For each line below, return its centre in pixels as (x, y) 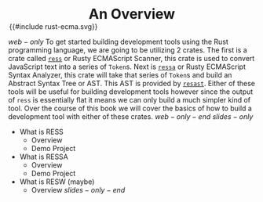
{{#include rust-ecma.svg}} (53, 27)
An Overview (132, 14)
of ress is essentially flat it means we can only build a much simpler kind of (130, 100)
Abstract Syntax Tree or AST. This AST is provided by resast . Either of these (132, 83)
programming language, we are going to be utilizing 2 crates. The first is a (128, 50)
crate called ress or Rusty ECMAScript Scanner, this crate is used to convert (131, 58)
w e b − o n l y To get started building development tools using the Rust (119, 41)
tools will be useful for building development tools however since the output (131, 92)
